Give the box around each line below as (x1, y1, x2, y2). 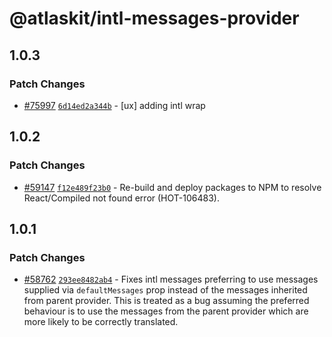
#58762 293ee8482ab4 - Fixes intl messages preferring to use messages (23, 273, 319, 286)
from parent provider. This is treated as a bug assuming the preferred (23, 295, 310, 307)
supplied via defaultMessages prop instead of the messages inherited (23, 284, 308, 296)
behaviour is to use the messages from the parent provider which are (23, 305, 309, 317)
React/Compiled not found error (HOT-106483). (23, 192, 220, 204)
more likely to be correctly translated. (23, 316, 179, 328)
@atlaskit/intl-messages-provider (9, 7, 300, 30)
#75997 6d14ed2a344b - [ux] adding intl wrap (23, 99, 206, 111)
